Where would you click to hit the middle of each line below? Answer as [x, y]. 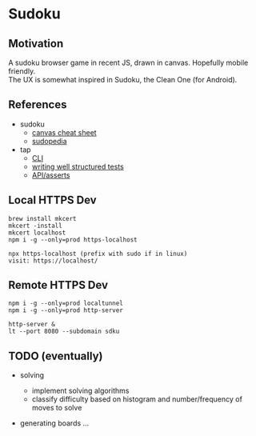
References [38, 105]
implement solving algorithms [80, 391]
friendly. [22, 71]
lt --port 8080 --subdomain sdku [64, 332]
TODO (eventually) [56, 356]
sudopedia [49, 141]
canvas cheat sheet [64, 132]
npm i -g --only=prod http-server [66, 310]
